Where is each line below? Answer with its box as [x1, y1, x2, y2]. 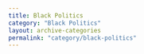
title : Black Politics [8, 11, 84, 20]
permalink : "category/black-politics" [8, 33, 137, 42]
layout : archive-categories [8, 26, 102, 34]
